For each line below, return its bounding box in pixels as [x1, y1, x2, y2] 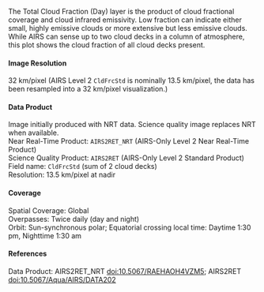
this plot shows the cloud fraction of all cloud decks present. [8, 40, 206, 50]
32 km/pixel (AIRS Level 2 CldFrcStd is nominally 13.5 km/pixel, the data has [8, 76, 255, 85]
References [8, 249, 47, 259]
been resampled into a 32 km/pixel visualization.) [8, 84, 168, 94]
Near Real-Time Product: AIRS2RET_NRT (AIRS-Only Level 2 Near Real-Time [8, 137, 250, 146]
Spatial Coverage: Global [8, 205, 89, 215]
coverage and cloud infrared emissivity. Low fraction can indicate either [8, 15, 243, 24]
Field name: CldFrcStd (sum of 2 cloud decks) [8, 162, 158, 171]
